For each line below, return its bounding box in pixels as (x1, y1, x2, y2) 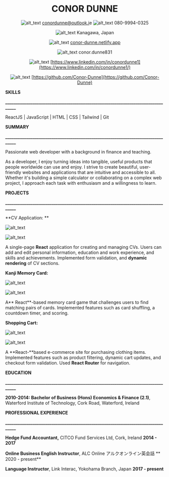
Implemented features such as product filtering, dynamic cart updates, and (5, 354, 161, 360)
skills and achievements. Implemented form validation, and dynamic (5, 254, 147, 260)
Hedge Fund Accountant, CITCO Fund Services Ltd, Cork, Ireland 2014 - (5, 435, 157, 441)
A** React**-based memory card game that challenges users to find (5, 299, 149, 305)
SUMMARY (5, 124, 29, 130)
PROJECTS (5, 190, 29, 196)
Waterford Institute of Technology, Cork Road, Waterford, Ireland (5, 400, 140, 406)
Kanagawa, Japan (76, 29, 115, 35)
